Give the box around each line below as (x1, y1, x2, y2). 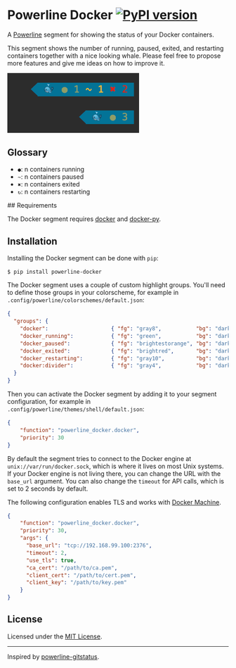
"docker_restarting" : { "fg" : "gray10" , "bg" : (20, 355, 212, 362)
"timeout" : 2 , (25, 549, 68, 556)
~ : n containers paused (17, 172, 84, 181)
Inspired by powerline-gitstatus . (7, 652, 100, 661)
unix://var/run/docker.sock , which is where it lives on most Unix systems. (7, 462, 224, 470)
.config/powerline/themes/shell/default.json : (7, 405, 145, 413)
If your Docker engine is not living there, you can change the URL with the (7, 469, 221, 478)
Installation (7, 235, 58, 247)
